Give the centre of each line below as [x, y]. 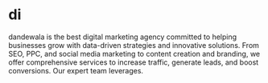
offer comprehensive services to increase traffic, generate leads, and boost [134, 62]
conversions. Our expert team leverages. [76, 70]
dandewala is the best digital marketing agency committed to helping [123, 37]
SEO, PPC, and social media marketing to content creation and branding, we [134, 53]
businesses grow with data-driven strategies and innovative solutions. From [134, 45]
